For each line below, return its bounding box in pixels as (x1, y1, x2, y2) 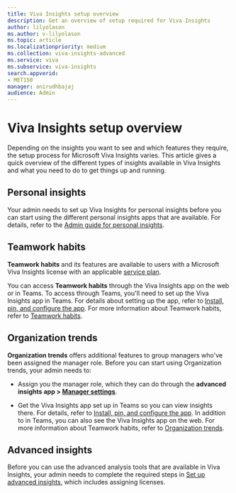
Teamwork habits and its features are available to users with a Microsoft (7, 260, 220, 268)
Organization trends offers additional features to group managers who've (7, 350, 223, 359)
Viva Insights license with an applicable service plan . (7, 267, 162, 276)
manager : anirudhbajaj (7, 83, 74, 90)
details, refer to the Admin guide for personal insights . (7, 221, 165, 229)
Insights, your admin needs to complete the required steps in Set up (7, 470, 206, 479)
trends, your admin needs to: (7, 366, 92, 375)
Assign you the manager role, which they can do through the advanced (17, 380, 227, 388)
